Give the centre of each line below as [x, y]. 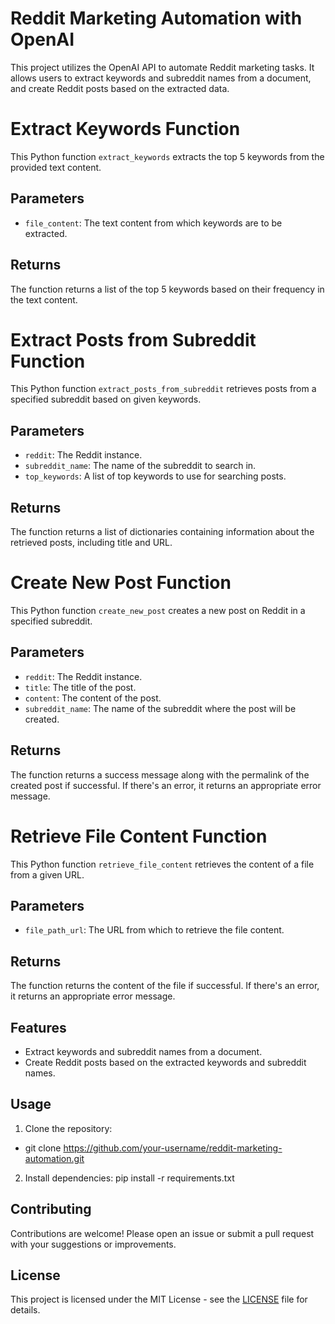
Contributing [51, 1209]
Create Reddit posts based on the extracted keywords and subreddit [165, 1062]
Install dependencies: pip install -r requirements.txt [129, 1178]
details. [25, 1310]
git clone [43, 1148]
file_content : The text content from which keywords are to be [153, 223]
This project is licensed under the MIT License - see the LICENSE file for [159, 1299]
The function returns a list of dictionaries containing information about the [162, 532]
